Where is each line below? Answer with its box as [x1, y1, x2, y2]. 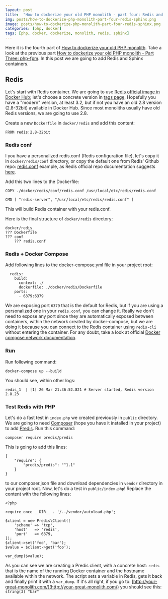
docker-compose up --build [5, 369, 62, 374]
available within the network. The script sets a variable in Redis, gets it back [5, 573, 162, 579]
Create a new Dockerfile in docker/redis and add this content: [5, 119, 135, 126]
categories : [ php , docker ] [5, 26, 62, 31]
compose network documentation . [5, 335, 77, 341]
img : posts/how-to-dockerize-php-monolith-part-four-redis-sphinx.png [5, 17, 156, 22]
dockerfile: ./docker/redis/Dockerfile [18, 285, 102, 290]
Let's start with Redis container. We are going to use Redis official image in [5, 89, 160, 95]
